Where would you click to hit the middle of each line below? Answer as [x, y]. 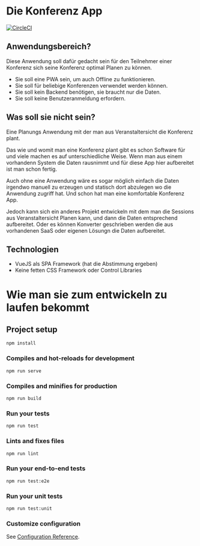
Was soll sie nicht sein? [51, 118]
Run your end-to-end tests [46, 468]
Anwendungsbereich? [49, 47]
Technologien [32, 249]
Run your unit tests [35, 496]
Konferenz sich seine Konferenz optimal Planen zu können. [79, 67]
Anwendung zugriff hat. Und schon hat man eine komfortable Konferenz [95, 193]
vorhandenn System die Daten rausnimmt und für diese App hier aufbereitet [100, 162]
